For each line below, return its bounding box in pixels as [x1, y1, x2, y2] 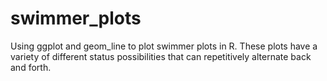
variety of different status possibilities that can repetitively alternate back [10, 50, 312, 62]
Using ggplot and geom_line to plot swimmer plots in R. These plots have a [10, 40, 318, 52]
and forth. [10, 61, 52, 73]
